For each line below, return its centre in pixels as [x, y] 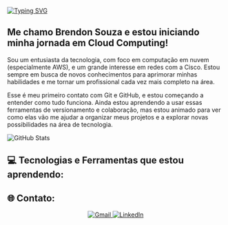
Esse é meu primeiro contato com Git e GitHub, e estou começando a [105, 95]
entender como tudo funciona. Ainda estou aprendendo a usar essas [105, 102]
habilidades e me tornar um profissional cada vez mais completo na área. [111, 81]
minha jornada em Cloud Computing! [88, 43]
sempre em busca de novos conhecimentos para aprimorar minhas [102, 74]
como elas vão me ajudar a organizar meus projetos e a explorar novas [108, 117]
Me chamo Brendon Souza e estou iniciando [103, 32]
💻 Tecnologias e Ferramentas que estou [96, 160]
